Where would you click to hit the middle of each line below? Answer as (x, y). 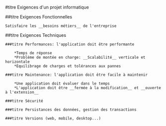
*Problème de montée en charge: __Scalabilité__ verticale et (80, 57)
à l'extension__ (22, 92)
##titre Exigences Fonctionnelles (39, 17)
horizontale (17, 62)
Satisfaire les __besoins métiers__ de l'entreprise (61, 26)
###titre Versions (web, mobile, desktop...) (53, 119)
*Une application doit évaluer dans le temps (62, 84)
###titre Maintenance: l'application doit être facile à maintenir (77, 75)
